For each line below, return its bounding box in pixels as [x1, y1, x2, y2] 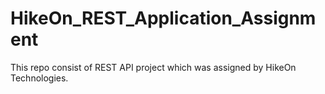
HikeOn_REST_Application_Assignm [10, 7, 317, 30]
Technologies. [10, 72, 69, 84]
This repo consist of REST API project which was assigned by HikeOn [10, 61, 297, 73]
